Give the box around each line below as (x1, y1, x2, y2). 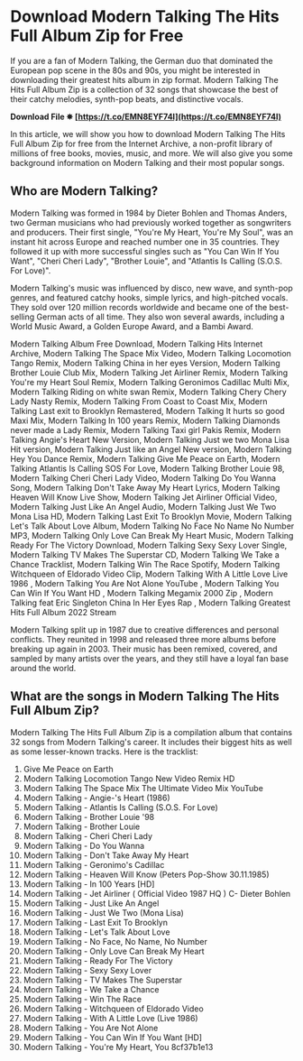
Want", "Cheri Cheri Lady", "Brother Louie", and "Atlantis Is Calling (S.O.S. (10, 255, 283, 266)
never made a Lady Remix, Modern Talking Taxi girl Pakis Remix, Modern (10, 424, 281, 435)
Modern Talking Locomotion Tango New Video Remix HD (23, 773, 235, 784)
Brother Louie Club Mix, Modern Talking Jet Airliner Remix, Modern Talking (10, 367, 289, 378)
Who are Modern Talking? (10, 183, 159, 199)
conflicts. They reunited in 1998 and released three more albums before (10, 633, 277, 644)
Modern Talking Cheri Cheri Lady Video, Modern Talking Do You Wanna (10, 472, 277, 484)
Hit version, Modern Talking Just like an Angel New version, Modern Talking (10, 444, 292, 455)
